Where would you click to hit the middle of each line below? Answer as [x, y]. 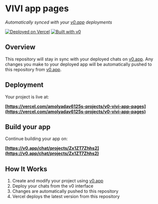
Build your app [28, 127]
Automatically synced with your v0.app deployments [59, 22]
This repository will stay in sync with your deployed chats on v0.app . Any [79, 59]
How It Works [26, 169]
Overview [20, 47]
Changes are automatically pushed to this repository [65, 191]
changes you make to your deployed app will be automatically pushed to [79, 64]
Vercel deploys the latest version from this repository [66, 197]
